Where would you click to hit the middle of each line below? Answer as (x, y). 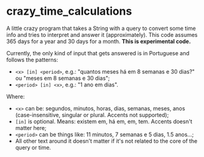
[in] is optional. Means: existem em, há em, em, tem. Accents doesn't (104, 121)
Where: (16, 96)
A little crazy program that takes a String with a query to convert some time (101, 28)
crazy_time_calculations (69, 11)
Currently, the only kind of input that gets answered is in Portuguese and (98, 53)
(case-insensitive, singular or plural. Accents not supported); (92, 115)
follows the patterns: (32, 59)
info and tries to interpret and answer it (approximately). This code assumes (102, 34)
